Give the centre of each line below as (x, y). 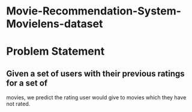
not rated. (18, 104)
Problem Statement (55, 51)
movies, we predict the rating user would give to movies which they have (96, 98)
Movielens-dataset (55, 24)
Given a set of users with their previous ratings (95, 73)
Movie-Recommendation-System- (94, 11)
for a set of (27, 83)
